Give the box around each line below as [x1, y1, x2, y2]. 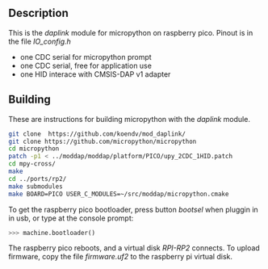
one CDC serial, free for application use [19, 61, 152, 70]
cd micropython [8, 145, 60, 153]
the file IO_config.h [8, 36, 71, 46]
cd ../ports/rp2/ [8, 174, 67, 183]
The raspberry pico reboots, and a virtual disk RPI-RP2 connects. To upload [8, 243, 260, 253]
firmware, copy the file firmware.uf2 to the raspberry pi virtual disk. [8, 252, 232, 262]
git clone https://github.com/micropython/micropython [8, 137, 197, 145]
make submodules [8, 182, 63, 191]
